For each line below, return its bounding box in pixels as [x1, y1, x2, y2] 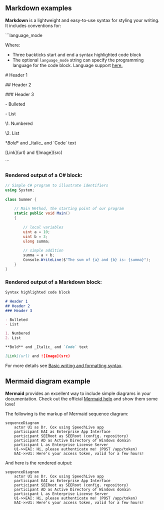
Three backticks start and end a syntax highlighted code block [12, 51, 141, 57]
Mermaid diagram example [5, 377, 91, 385]
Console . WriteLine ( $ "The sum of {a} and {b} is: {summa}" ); [23, 257, 151, 262]
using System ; [5, 187, 35, 192]
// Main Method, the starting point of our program [14, 206, 124, 211]
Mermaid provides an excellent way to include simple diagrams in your [5, 390, 151, 396]
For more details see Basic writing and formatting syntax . [5, 362, 123, 368]
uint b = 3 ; [23, 234, 48, 239]
